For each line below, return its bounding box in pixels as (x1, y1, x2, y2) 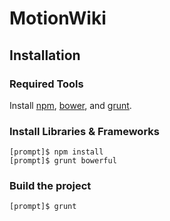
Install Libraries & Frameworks (9, 124, 160, 138)
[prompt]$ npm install (9, 147, 104, 157)
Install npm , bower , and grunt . (9, 99, 132, 111)
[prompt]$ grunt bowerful (9, 156, 117, 166)
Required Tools (9, 77, 84, 91)
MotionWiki (9, 7, 107, 30)
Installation (9, 47, 81, 64)
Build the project (9, 179, 92, 193)
